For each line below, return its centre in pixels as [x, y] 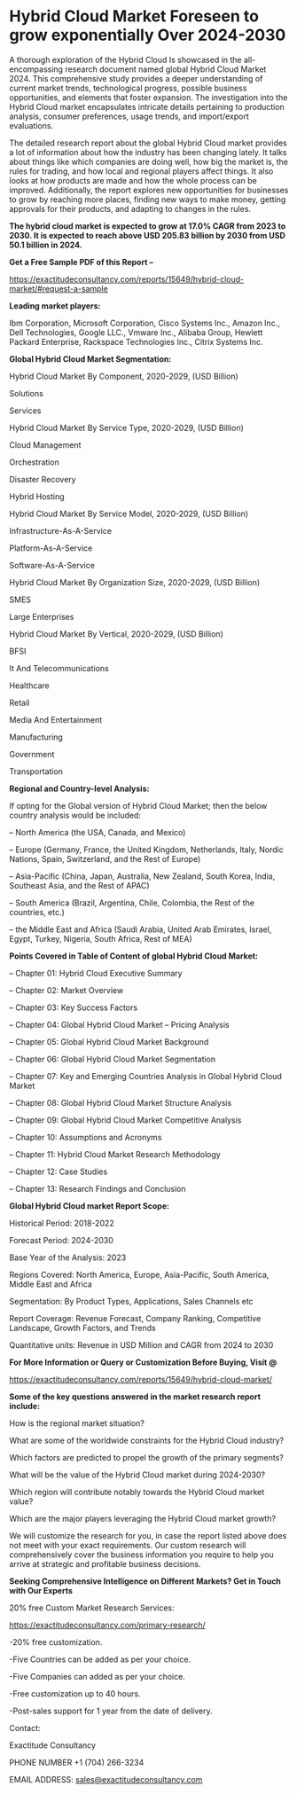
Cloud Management [45, 444]
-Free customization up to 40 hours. [75, 1693]
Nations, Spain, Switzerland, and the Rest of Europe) [105, 858]
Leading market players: [55, 306]
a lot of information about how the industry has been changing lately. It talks [148, 152]
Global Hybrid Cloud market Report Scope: [90, 1206]
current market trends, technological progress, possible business [128, 88]
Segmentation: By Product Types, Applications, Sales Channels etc [132, 1301]
